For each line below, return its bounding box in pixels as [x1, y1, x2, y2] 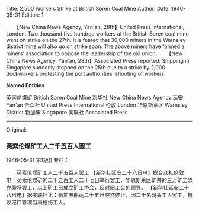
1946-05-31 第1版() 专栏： [6, 156, 70, 164]
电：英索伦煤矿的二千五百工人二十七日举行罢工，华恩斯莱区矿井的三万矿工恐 [6, 177, 193, 184]
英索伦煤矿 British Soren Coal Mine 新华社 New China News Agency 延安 [6, 94, 184, 101]
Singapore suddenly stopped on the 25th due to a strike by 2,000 [6, 64, 166, 71]
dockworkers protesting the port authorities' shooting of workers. [6, 71, 166, 77]
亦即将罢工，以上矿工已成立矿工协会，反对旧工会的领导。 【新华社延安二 [6, 184, 184, 191]
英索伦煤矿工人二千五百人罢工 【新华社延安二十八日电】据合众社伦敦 [16, 169, 184, 177]
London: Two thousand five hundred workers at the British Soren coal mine [6, 30, 190, 37]
